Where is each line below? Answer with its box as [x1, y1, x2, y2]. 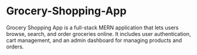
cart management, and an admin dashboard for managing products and [6, 36, 182, 44]
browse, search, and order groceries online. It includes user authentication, [6, 30, 191, 37]
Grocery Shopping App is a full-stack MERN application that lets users [6, 24, 179, 31]
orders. [6, 43, 24, 50]
